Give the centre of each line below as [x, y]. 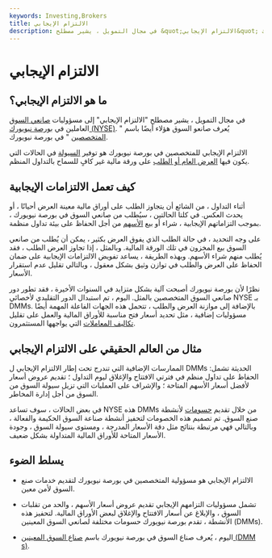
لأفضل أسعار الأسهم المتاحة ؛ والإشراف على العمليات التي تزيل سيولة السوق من [129, 385]
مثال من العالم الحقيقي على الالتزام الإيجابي [106, 348]
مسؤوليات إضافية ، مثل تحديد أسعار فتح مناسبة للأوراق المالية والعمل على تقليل [128, 315]
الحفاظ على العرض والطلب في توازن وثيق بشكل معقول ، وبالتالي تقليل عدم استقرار [136, 265]
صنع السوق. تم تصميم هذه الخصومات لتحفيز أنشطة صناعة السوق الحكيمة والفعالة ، [134, 418]
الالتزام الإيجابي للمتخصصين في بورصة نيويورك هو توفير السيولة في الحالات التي [128, 153]
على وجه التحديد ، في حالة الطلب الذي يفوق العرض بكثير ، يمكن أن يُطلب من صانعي [135, 239]
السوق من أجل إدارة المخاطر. [54, 394]
